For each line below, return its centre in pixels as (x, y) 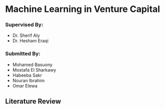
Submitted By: (23, 54)
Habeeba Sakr (27, 75)
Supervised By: (24, 25)
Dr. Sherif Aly (26, 35)
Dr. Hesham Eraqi (30, 41)
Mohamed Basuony (32, 64)
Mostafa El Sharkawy (34, 70)
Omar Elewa (25, 86)
